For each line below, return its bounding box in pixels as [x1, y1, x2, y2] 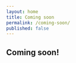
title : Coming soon [6, 14, 55, 20]
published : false [6, 25, 49, 31]
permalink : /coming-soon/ [6, 20, 70, 26]
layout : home [6, 8, 39, 15]
